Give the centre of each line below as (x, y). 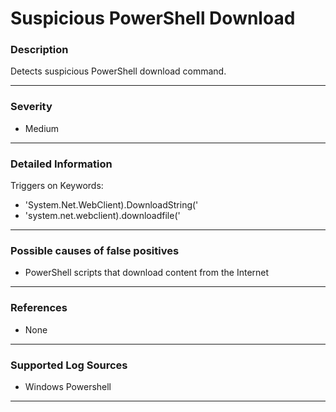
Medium (42, 128)
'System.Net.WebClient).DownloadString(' (111, 205)
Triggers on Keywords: (57, 186)
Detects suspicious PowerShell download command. (118, 71)
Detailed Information (61, 164)
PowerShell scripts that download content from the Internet (147, 273)
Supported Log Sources (69, 365)
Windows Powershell (68, 386)
